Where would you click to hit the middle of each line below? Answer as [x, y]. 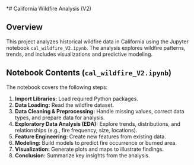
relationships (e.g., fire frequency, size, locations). [76, 130]
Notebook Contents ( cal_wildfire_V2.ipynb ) [89, 73]
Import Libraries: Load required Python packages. [76, 99]
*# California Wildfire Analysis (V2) [49, 9]
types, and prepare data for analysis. [60, 118]
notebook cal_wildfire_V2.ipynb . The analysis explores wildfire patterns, [96, 47]
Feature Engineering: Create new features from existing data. [90, 137]
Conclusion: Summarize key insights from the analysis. [82, 155]
